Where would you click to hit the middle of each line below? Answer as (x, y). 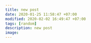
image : (12, 33)
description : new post (29, 28)
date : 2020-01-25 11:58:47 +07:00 (41, 14)
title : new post (22, 10)
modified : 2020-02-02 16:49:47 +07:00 (45, 19)
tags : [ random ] (21, 23)
